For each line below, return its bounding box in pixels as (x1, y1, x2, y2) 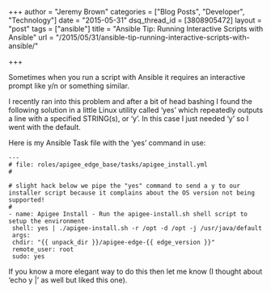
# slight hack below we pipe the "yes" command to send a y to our (8, 182, 241, 190)
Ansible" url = (8, 32, 54, 42)
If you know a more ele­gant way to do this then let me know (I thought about (8, 266, 263, 276)
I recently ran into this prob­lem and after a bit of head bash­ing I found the (8, 97, 252, 106)
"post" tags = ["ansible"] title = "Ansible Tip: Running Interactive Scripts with (8, 24, 264, 33)
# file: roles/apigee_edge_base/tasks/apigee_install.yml (8, 161, 208, 169)
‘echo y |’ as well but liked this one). (8, 275, 128, 285)
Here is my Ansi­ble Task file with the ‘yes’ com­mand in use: (8, 138, 206, 148)
